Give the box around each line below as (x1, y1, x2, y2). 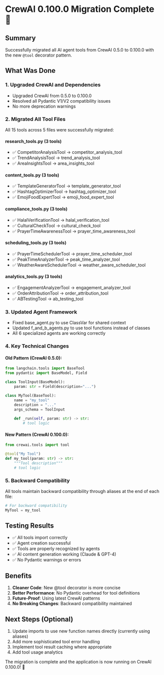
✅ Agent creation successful (12, 540, 71, 546)
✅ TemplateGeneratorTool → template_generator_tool (12, 183, 121, 189)
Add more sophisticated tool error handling (12, 639, 100, 645)
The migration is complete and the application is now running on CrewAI (5, 659, 152, 665)
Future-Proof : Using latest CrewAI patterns (12, 595, 100, 601)
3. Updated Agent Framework (5, 308, 78, 315)
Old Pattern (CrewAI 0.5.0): (5, 355, 62, 361)
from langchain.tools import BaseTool (5, 366, 85, 371)
